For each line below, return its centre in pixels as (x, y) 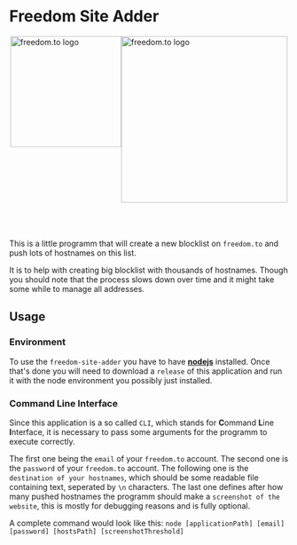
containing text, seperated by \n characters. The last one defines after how (146, 486)
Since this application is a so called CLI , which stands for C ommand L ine (142, 423)
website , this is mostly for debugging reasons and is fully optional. (130, 506)
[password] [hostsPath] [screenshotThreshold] (97, 531)
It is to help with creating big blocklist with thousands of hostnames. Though (148, 270)
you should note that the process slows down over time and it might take (142, 279)
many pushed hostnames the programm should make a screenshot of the (145, 496)
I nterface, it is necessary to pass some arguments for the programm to (138, 431)
